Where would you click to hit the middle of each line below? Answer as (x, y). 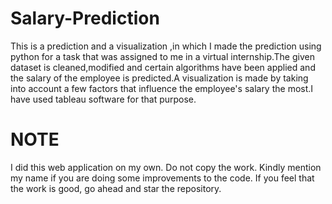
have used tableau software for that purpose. (103, 99)
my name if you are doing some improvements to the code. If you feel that (162, 178)
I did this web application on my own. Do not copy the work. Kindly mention (166, 167)
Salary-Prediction (85, 18)
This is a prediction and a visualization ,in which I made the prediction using (166, 46)
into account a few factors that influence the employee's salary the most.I (162, 88)
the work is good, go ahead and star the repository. (116, 188)
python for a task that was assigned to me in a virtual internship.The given (162, 56)
